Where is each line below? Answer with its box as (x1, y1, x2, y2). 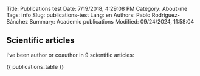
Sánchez (6, 18, 29, 25)
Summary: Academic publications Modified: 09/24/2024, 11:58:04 (29, 18, 195, 25)
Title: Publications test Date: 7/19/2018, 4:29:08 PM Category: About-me (6, 5, 188, 12)
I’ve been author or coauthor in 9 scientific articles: (6, 51, 134, 59)
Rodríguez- (151, 11, 181, 19)
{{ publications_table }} (6, 63, 64, 70)
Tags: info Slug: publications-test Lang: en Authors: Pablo (6, 11, 151, 19)
